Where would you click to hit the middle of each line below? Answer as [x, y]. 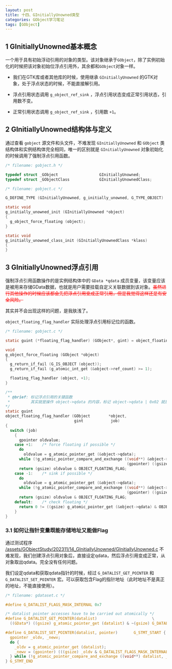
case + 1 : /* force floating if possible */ [65, 445]
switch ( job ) [24, 430]
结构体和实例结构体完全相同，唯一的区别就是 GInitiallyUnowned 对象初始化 [84, 149]
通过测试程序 [19, 543]
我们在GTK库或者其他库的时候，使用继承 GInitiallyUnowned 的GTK [83, 77]
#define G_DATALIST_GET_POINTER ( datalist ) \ [80, 619]
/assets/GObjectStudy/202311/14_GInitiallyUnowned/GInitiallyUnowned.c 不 [85, 549]
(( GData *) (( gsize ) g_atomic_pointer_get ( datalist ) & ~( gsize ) [80, 624]
